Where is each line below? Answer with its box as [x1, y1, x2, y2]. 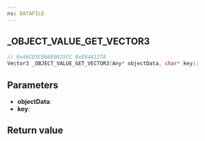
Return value [7, 124, 64, 136]
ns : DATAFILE [7, 10, 45, 17]
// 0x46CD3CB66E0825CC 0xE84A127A [7, 54, 107, 61]
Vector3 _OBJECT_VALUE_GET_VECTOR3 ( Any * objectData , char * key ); [7, 60, 199, 67]
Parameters [7, 79, 59, 91]
